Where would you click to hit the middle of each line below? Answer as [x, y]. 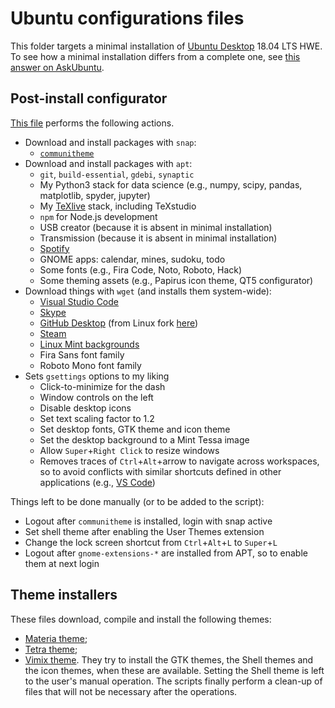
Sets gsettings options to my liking [97, 376]
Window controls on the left [96, 397]
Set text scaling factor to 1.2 [97, 418]
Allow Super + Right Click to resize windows [129, 450]
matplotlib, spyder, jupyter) [95, 195]
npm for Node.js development [98, 216]
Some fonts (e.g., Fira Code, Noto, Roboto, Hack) [141, 269]
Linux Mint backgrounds [89, 344]
